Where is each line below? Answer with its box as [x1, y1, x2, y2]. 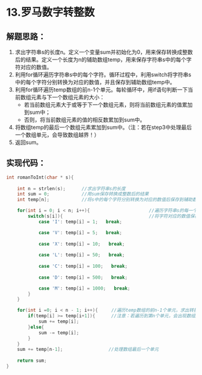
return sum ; [17, 358, 47, 364]
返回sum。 [14, 139, 42, 146]
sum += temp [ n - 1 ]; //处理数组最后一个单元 [17, 347, 159, 353]
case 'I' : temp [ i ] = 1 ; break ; [38, 218, 122, 225]
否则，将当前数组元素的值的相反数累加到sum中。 [23, 116, 145, 123]
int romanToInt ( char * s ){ [6, 174, 74, 181]
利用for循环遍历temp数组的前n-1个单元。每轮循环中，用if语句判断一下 [14, 86, 188, 93]
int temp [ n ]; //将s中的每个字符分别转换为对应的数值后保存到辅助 [17, 197, 193, 203]
